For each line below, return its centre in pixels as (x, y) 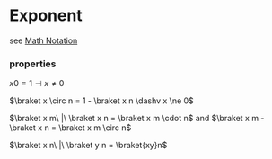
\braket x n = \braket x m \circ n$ (70, 128)
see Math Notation (44, 40)
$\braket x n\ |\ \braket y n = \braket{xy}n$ (88, 146)
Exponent (46, 16)
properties (33, 64)
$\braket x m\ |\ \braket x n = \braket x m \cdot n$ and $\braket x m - (137, 119)
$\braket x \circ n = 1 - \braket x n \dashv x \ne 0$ (102, 101)
